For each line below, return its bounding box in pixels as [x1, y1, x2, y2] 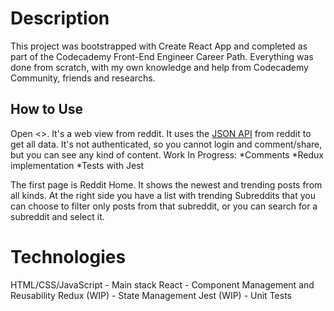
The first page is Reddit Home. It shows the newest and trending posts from [10, 178, 323, 191]
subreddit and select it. [10, 210, 105, 222]
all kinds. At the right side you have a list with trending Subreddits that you [10, 189, 316, 201]
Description [10, 7, 110, 30]
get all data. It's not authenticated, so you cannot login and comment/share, [10, 138, 323, 150]
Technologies [10, 245, 127, 268]
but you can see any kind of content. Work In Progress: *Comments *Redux [10, 148, 324, 161]
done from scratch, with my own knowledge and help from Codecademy [10, 61, 309, 73]
